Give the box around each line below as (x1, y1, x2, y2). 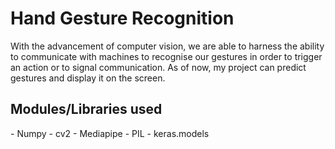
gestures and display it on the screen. (10, 72, 166, 84)
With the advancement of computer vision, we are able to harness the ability (10, 40, 325, 52)
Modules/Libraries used (10, 101, 163, 118)
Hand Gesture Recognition (10, 7, 235, 30)
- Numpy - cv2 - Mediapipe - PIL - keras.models (10, 127, 210, 139)
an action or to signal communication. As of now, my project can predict (10, 61, 307, 73)
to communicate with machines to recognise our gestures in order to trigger (10, 50, 323, 62)
